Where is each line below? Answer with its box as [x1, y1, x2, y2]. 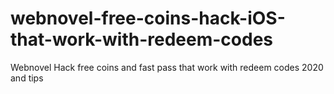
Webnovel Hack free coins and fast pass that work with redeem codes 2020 [10, 61, 324, 73]
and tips [10, 72, 44, 84]
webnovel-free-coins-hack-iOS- [10, 7, 286, 30]
